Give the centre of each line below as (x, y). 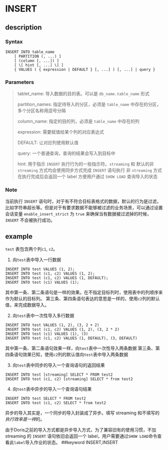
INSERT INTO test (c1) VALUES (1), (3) (47, 334)
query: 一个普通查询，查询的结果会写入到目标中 (66, 153)
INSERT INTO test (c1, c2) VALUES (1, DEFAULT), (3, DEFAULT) (71, 339)
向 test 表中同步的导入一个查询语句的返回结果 (58, 365)
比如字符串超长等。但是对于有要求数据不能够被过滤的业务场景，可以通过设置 (84, 208)
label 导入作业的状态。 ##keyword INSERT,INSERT (66, 442)
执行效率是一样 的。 (25, 419)
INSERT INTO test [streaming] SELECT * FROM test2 (59, 375)
